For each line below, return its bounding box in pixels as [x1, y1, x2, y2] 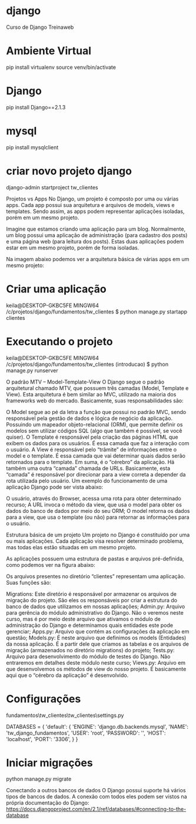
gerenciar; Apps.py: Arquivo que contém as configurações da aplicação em [6, 628, 190, 635]
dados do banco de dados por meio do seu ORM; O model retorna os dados [6, 507, 190, 514]
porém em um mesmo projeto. [6, 213, 79, 221]
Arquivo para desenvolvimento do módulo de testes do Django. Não [6, 653, 171, 660]
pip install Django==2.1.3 [6, 104, 66, 111]
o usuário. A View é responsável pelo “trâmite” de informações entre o [6, 446, 177, 453]
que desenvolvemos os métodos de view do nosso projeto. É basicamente [6, 665, 187, 672]
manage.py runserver [6, 366, 59, 374]
